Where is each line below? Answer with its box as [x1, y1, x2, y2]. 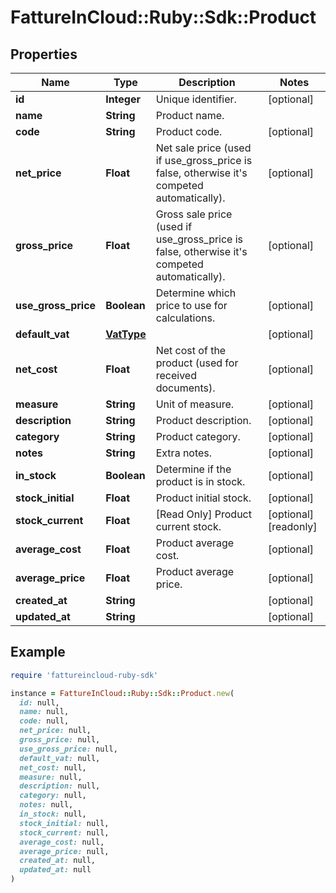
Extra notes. [155, 446, 213, 460]
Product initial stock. [155, 491, 252, 505]
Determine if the [155, 462, 232, 476]
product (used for [155, 356, 239, 370]
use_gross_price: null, [19, 744, 118, 754]
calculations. [155, 311, 216, 325]
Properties [10, 46, 78, 63]
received [155, 369, 197, 382]
